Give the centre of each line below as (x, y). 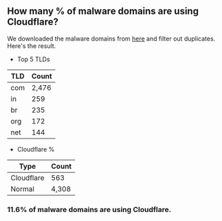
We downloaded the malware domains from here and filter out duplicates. (111, 38)
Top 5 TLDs (33, 59)
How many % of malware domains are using (103, 11)
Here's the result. (32, 46)
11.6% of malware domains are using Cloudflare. (89, 209)
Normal (22, 189)
